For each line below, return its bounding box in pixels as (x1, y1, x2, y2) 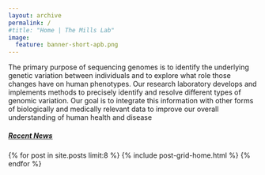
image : (8, 33, 30, 42)
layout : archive (8, 11, 62, 20)
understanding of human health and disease (8, 113, 153, 122)
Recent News (8, 131, 53, 140)
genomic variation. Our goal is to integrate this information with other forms (8, 96, 254, 106)
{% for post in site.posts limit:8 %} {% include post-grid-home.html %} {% (8, 151, 251, 160)
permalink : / (8, 19, 51, 27)
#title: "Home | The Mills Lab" (8, 26, 115, 34)
